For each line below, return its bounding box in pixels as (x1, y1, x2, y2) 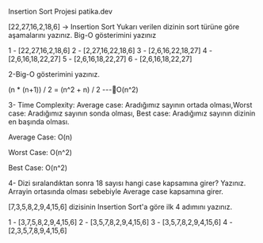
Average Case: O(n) (8, 132, 73, 142)
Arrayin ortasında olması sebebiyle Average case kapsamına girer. (8, 187, 224, 196)
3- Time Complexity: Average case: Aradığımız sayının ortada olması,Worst (8, 101, 253, 109)
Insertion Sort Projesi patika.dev (8, 7, 113, 16)
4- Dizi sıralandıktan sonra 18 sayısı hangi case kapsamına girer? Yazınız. (8, 178, 246, 188)
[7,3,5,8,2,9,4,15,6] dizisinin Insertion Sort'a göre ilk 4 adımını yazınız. (8, 202, 233, 211)
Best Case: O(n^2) (8, 163, 68, 173)
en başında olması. (8, 117, 70, 126)
